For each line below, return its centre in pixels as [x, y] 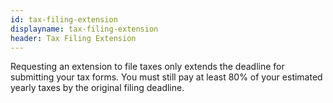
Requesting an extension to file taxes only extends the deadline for [147, 67]
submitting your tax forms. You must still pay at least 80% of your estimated [166, 77]
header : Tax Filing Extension [73, 38]
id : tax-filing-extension [64, 19]
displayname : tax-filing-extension [84, 29]
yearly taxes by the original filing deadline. [97, 88]
